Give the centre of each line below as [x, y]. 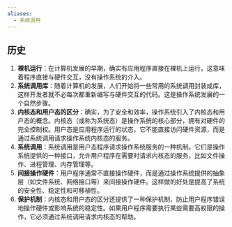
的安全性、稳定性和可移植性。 [60, 191]
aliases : [20, 14]
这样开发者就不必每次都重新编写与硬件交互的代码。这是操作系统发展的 [118, 94]
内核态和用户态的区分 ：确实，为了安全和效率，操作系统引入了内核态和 [118, 112]
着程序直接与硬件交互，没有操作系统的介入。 [82, 77]
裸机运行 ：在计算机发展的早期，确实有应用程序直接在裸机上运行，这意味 [121, 68]
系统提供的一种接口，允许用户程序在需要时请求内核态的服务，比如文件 [118, 156]
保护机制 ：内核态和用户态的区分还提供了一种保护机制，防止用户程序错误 [121, 199]
